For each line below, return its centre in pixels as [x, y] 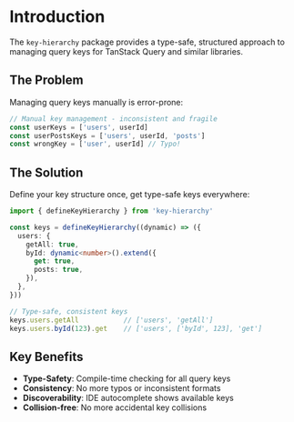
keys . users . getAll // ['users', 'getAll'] [112, 320]
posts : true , [58, 270]
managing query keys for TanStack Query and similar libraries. [127, 51]
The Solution [46, 172]
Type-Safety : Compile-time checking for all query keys [127, 378]
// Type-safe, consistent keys [69, 311]
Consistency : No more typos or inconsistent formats [122, 388]
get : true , [54, 261]
